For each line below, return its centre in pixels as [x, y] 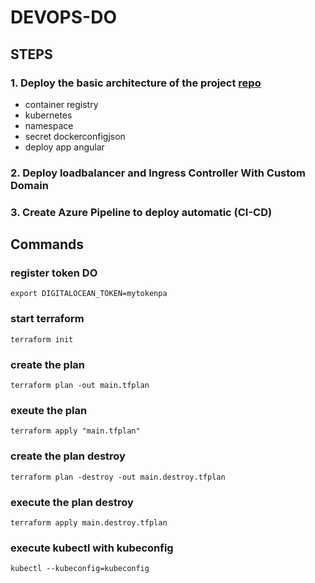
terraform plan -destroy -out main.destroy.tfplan [118, 477]
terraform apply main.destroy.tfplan [89, 522]
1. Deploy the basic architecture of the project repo [136, 83]
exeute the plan [49, 410]
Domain [29, 185]
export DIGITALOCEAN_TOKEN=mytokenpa [89, 294]
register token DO [54, 273]
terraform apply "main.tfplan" [75, 431]
